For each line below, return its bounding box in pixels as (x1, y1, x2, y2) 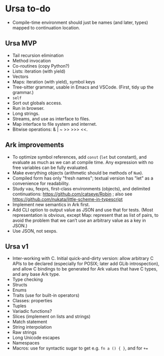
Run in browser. (12, 105, 45, 111)
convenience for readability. (12, 180, 70, 186)
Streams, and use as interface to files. (12, 115, 90, 122)
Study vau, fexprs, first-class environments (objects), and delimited (12, 185, 151, 191)
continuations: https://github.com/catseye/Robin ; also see (12, 191, 133, 197)
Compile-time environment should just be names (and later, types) (12, 19, 148, 25)
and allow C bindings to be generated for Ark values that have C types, (12, 266, 158, 272)
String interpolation (12, 324, 52, 330)
